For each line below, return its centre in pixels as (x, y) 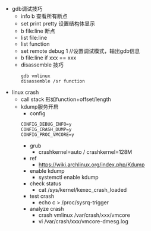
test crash (42, 196)
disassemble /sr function (53, 81)
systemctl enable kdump (69, 177)
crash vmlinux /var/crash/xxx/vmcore (84, 215)
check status (45, 183)
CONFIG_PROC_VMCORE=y (47, 135)
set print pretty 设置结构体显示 (58, 23)
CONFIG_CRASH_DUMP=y (46, 129)
